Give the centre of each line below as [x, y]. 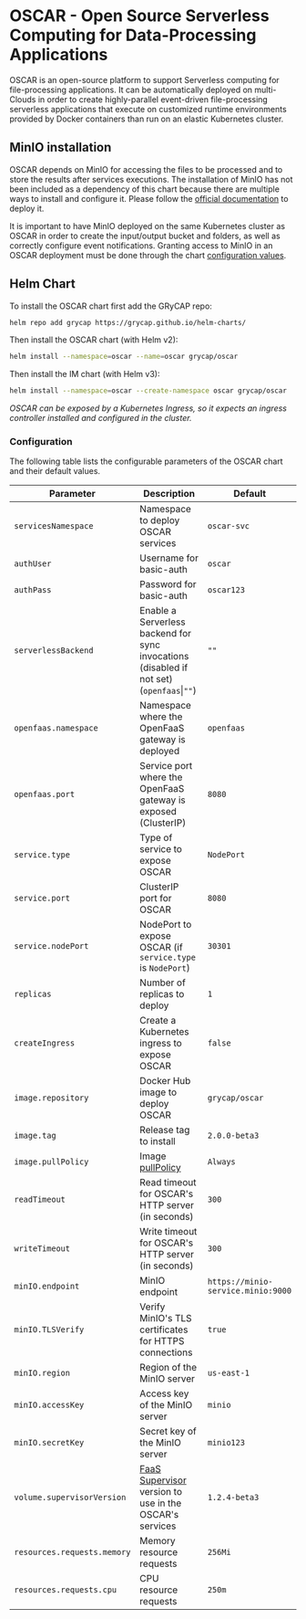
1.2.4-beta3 [233, 1498]
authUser [33, 564]
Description [169, 494]
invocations [164, 657]
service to [161, 849]
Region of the [168, 1368]
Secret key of [168, 1432]
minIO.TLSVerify [49, 1330]
